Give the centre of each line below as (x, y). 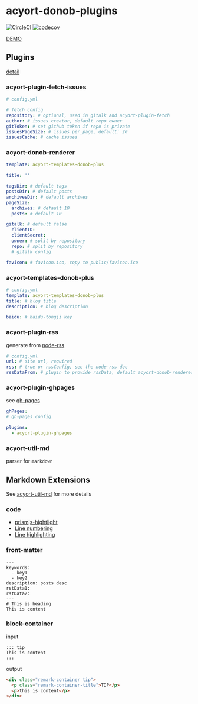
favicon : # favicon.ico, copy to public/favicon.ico (72, 262)
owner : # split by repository (48, 241)
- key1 (19, 573)
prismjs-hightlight (36, 522)
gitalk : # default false (37, 224)
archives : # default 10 (40, 208)
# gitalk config (31, 252)
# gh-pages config (29, 417)
